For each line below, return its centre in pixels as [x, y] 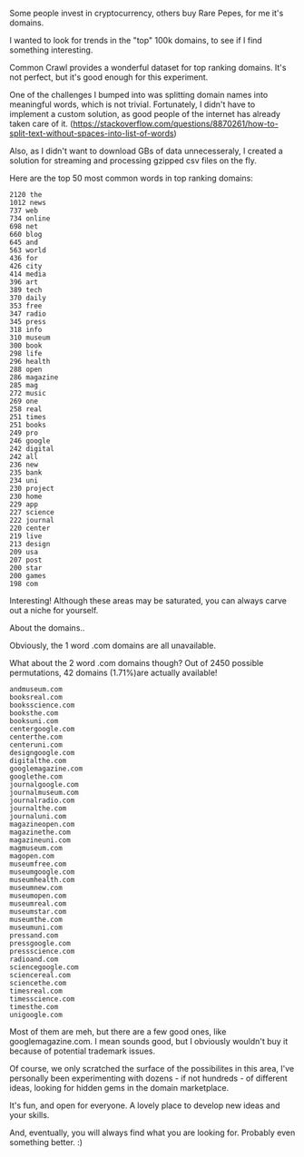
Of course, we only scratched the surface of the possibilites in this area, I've [152, 1069]
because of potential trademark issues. [83, 1051]
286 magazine [34, 377]
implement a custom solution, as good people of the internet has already [145, 114]
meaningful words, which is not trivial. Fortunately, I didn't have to [132, 104]
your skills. [29, 1115]
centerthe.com [36, 737]
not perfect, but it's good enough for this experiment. [109, 77]
